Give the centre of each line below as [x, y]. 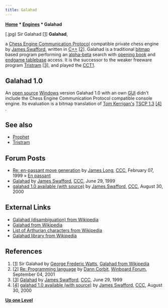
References [24, 251]
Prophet [21, 137]
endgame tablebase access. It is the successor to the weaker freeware [79, 60]
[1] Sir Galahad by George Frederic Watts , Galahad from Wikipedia [81, 263]
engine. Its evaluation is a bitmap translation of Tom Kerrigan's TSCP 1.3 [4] [83, 104]
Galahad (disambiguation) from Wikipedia [56, 219]
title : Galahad [21, 10]
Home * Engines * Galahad [34, 24]
